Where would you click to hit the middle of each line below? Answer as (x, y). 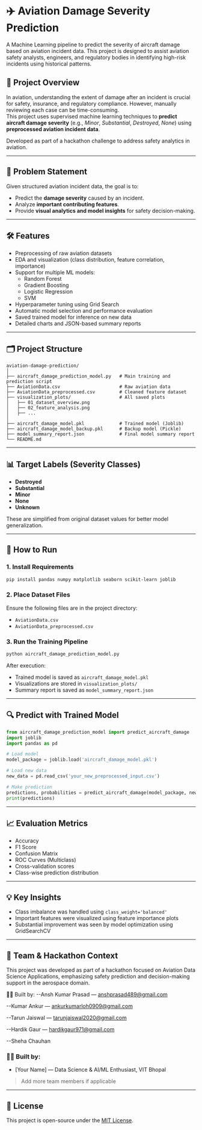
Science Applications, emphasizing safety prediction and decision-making (98, 977)
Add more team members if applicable (68, 1081)
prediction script (29, 382)
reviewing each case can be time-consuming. (63, 110)
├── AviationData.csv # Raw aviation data (88, 387)
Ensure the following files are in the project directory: (72, 608)
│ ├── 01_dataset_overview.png (48, 403)
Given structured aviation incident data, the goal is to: (72, 186)
